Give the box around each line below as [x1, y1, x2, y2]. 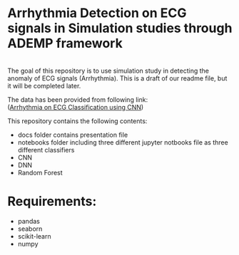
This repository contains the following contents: [7, 116, 148, 125]
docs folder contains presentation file [17, 130, 128, 139]
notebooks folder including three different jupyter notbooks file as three [17, 137, 228, 147]
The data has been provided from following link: [7, 95, 148, 104]
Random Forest [17, 168, 63, 177]
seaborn [17, 224, 43, 233]
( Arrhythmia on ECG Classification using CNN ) [7, 103, 144, 111]
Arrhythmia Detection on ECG [7, 5, 187, 21]
